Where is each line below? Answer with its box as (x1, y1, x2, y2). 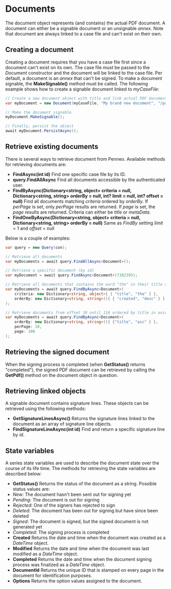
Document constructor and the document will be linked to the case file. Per (5, 70, 163, 76)
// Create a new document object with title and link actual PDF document (5, 96, 167, 101)
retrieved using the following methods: (5, 405, 86, 412)
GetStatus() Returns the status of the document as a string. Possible (12, 481, 157, 487)
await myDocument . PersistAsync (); (5, 128, 79, 134)
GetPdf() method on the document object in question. (5, 372, 118, 378)
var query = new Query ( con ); (5, 245, 67, 250)
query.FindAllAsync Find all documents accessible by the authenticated (12, 176, 165, 183)
